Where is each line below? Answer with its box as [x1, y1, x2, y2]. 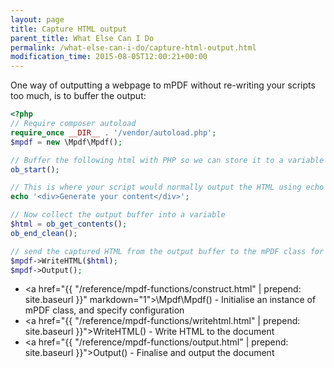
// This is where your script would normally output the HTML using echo [10, 182, 325, 193]
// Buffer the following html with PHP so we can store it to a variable [10, 155, 325, 165]
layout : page [10, 14, 65, 25]
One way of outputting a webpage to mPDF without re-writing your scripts [10, 79, 316, 91]
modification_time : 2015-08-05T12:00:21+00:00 [10, 52, 208, 62]
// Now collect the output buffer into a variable [10, 210, 226, 220]
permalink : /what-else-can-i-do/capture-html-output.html [10, 42, 257, 53]
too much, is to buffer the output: [10, 90, 147, 102]
